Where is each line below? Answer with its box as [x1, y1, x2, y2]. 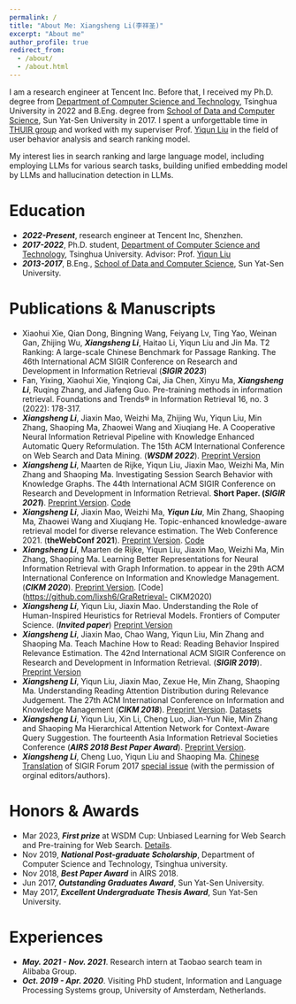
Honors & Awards [9, 800, 140, 821]
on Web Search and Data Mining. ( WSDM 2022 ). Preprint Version [21, 450, 261, 460]
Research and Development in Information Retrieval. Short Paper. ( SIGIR [21, 488, 285, 498]
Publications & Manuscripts [9, 298, 216, 319]
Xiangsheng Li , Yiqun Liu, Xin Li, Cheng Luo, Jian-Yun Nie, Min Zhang [21, 714, 278, 724]
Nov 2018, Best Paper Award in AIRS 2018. [21, 868, 178, 878]
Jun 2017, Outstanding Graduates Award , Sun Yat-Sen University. [21, 877, 265, 888]
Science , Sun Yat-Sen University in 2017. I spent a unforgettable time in [9, 114, 268, 125]
